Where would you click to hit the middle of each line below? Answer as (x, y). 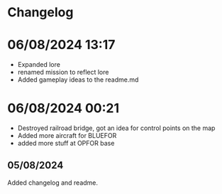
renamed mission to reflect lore (63, 72)
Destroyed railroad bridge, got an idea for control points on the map (116, 128)
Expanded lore (39, 65)
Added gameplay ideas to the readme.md (78, 80)
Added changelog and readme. (52, 183)
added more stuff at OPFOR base (66, 144)
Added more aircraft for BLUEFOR (67, 136)
